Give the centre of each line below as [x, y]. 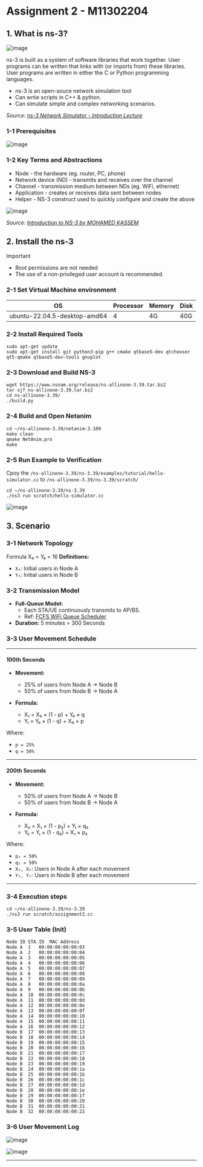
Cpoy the [18, 473]
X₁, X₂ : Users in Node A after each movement [72, 868]
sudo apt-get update [32, 347]
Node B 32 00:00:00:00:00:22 [46, 1112]
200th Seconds [26, 770]
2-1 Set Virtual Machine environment [61, 290]
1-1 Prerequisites [31, 131]
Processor [128, 305]
